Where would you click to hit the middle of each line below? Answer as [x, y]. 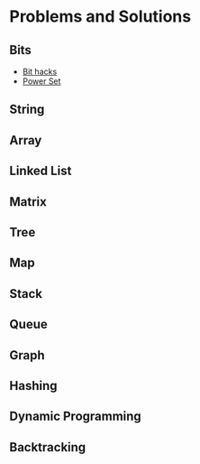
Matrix [28, 202]
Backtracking [48, 447]
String [27, 110]
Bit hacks [40, 71]
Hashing [33, 385]
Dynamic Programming [75, 417]
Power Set [41, 81]
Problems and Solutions [100, 17]
